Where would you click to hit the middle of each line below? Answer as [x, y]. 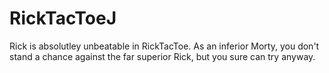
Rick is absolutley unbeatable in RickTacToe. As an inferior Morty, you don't [164, 46]
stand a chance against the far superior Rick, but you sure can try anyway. [162, 56]
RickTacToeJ [63, 18]
